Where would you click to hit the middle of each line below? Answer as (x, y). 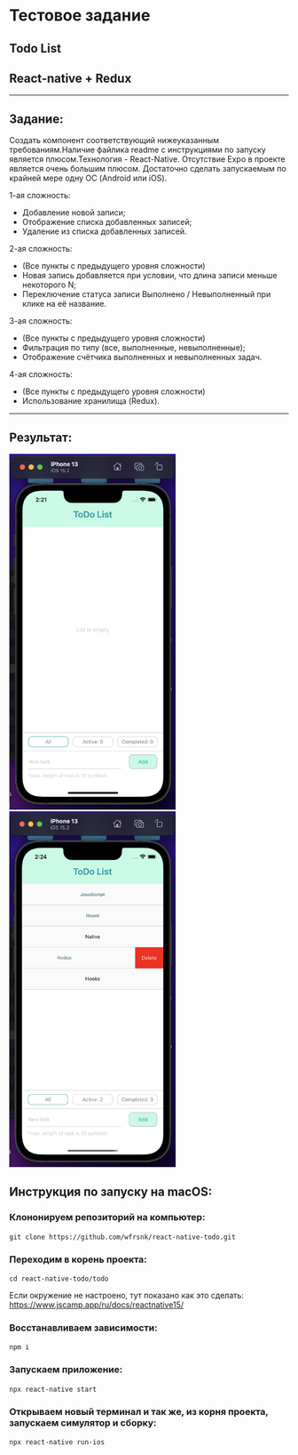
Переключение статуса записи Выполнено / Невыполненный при (146, 294)
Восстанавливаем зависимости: (83, 1328)
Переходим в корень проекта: (78, 1259)
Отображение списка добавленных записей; (107, 222)
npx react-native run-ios (57, 1442)
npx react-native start (53, 1389)
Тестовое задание (80, 16)
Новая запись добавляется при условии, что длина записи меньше (149, 276)
